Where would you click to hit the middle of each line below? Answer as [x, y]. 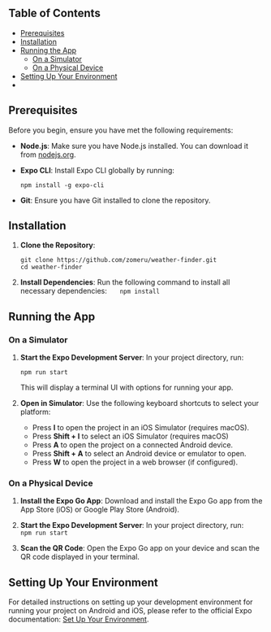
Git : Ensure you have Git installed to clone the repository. [115, 200]
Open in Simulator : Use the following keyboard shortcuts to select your [140, 403]
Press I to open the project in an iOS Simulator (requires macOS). [141, 428]
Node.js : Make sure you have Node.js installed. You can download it [134, 146]
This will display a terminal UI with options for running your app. [127, 388]
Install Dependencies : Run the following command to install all [125, 282]
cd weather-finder [51, 268]
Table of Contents [55, 13]
